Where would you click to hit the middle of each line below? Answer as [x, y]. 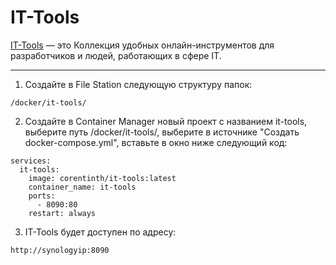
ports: [42, 196]
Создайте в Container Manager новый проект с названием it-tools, [166, 121]
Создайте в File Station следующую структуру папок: [138, 84]
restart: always [62, 213]
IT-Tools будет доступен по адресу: [100, 232]
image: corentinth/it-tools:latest [102, 178]
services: [31, 161]
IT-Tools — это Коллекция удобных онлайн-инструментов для [142, 45]
